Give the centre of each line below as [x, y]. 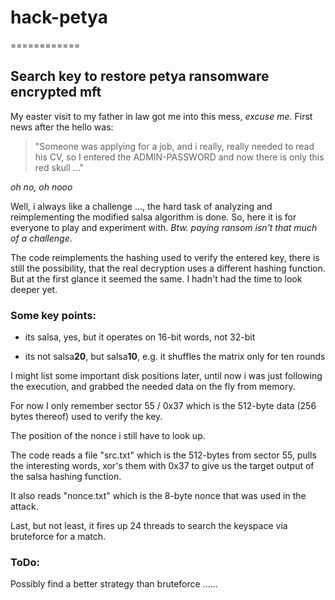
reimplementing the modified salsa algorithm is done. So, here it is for [153, 217]
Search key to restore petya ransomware [140, 76]
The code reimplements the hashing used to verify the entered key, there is [165, 257]
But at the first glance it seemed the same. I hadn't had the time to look [156, 278]
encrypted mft [56, 92]
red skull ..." [59, 167]
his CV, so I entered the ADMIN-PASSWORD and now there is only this [179, 157]
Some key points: [53, 315]
